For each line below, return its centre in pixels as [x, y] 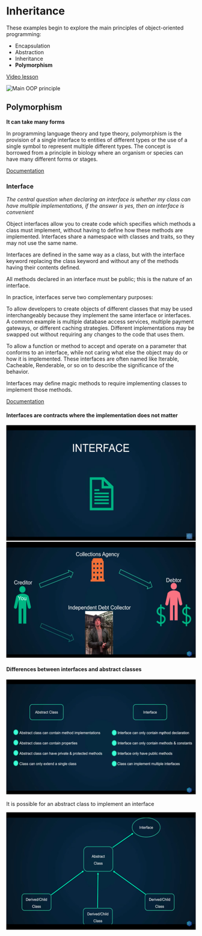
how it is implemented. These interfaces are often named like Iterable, [93, 359]
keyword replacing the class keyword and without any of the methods [93, 261]
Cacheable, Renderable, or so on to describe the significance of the [90, 365]
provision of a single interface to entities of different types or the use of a [97, 140]
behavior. [18, 372]
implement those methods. [39, 390]
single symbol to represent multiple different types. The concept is [89, 146]
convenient [20, 212]
